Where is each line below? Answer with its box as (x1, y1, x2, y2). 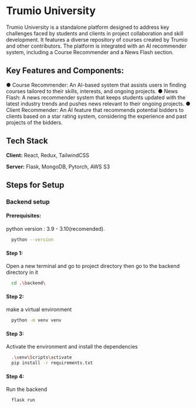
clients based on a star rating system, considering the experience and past (6, 112, 187, 120)
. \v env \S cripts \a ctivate (11, 354, 72, 360)
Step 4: (6, 373, 25, 380)
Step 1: (6, 249, 23, 257)
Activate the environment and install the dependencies (6, 343, 138, 350)
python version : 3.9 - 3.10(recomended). (6, 225, 106, 233)
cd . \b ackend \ (11, 280, 46, 286)
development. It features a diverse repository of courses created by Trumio (6, 36, 188, 43)
